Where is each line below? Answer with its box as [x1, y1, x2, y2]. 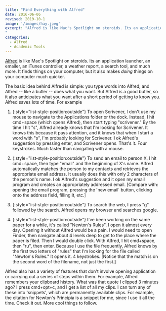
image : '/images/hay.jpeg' [5, 21, 61, 26]
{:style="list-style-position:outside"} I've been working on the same [12, 216, 150, 222]
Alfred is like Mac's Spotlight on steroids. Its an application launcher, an [5, 58, 151, 63]
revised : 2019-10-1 [5, 16, 45, 21]
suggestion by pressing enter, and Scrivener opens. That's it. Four [12, 140, 147, 146]
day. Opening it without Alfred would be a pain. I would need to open [12, 227, 152, 233]
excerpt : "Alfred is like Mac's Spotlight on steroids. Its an [5, 26, 138, 31]
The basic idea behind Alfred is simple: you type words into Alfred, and [5, 83, 150, 89]
